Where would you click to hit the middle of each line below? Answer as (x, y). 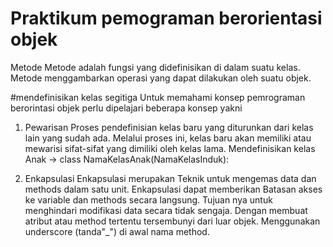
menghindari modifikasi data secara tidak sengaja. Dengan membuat (166, 210)
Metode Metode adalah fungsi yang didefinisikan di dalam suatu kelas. (155, 67)
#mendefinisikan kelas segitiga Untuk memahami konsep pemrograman (158, 97)
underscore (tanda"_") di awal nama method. (117, 231)
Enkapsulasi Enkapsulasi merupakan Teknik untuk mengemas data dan (170, 178)
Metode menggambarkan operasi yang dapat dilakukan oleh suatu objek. (161, 78)
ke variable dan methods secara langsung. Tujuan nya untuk (148, 199)
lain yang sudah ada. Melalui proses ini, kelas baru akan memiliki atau (168, 138)
